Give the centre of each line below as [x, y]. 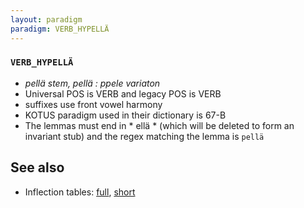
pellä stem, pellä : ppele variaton [92, 83]
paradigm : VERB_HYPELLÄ [60, 29]
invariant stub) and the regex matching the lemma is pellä [144, 136]
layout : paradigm [46, 19]
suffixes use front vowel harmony [93, 104]
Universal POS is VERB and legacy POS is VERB [123, 93]
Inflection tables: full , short [80, 192]
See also [37, 167]
